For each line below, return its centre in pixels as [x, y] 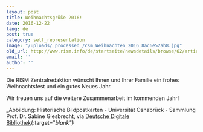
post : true [20, 35]
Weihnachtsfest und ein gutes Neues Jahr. [59, 86]
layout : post [23, 12]
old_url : [17, 51]
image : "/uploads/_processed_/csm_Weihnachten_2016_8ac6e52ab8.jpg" [94, 46]
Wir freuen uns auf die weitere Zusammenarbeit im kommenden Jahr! [93, 98]
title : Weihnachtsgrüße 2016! [44, 18]
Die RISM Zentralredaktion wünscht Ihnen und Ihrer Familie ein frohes [93, 80]
